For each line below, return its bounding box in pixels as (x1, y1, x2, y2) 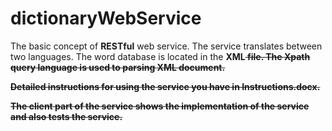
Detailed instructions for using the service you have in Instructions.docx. (10, 80, 321, 92)
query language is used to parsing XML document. (10, 61, 226, 73)
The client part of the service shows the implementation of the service (10, 100, 310, 112)
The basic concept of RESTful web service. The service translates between (10, 40, 323, 52)
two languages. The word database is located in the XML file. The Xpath (10, 50, 311, 62)
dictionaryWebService (10, 7, 202, 30)
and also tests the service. (10, 110, 123, 122)
